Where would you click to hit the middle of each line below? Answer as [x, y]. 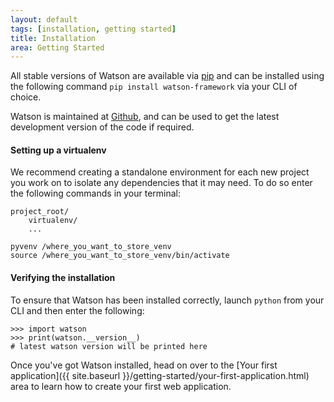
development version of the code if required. [102, 127]
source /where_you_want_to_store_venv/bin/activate [120, 256]
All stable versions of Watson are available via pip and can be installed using [167, 76]
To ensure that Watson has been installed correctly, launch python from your [167, 300]
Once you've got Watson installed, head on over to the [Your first [144, 365]
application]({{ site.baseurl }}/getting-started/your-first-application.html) [160, 375]
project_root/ [40, 212]
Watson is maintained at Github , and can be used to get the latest [145, 117]
